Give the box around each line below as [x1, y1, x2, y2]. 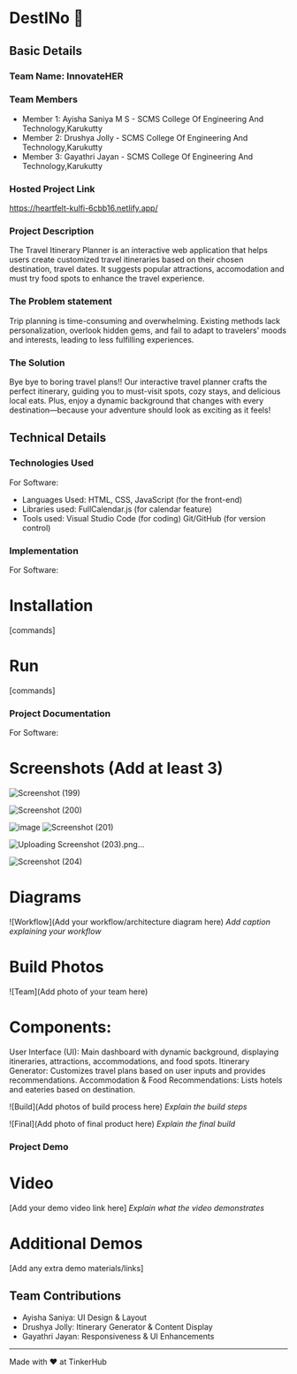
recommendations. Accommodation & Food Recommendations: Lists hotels [9, 1075, 283, 1085]
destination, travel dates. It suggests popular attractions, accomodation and [9, 264, 285, 274]
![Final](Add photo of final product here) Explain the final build [9, 1118, 236, 1129]
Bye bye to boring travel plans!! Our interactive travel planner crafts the [9, 376, 268, 387]
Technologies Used [9, 457, 95, 469]
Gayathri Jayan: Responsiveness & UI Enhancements [21, 1331, 215, 1341]
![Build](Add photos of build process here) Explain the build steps [9, 1101, 247, 1112]
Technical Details [9, 430, 107, 445]
